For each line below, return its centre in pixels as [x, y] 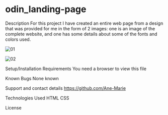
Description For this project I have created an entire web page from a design [84, 23]
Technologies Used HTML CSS [37, 98]
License [13, 107]
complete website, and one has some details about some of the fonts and [81, 34]
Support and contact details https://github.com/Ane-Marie [66, 88]
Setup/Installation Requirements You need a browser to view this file [76, 69]
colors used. [18, 39]
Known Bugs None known [32, 78]
